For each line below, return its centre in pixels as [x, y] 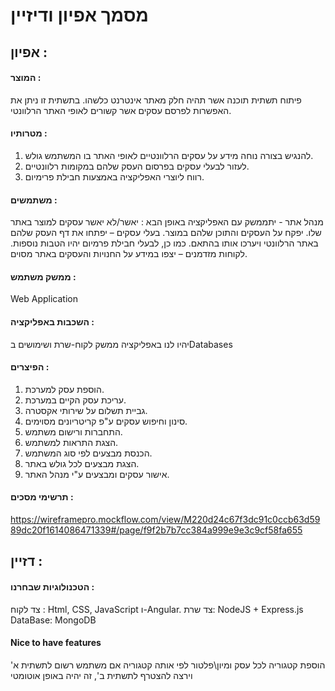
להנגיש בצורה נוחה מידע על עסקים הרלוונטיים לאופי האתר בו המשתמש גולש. [169, 155]
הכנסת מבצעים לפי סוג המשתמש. [88, 453]
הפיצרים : [30, 367]
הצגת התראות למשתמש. [71, 442]
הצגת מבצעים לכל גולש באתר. [82, 463]
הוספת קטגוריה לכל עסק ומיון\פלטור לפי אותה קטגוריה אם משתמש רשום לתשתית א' [168, 665]
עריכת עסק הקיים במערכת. [75, 400]
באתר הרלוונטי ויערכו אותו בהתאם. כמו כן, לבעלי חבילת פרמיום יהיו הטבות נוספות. [164, 243]
